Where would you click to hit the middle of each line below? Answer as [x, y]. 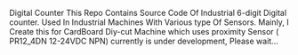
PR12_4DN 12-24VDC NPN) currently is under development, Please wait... [144, 41]
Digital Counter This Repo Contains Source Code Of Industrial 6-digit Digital [148, 13]
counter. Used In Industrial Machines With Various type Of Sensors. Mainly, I [149, 22]
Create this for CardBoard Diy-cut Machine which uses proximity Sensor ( [144, 31]
